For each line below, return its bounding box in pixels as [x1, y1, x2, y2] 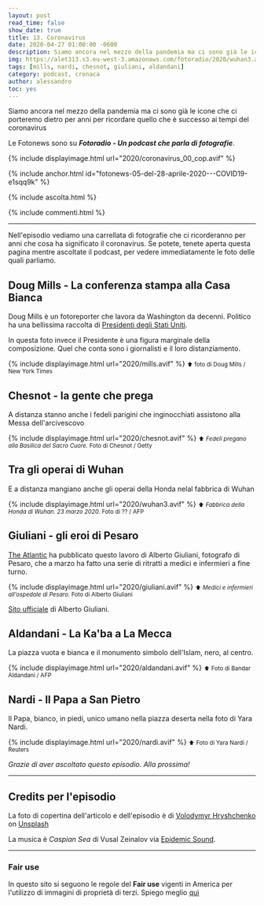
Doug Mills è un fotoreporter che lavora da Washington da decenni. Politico [8, 312, 251, 322]
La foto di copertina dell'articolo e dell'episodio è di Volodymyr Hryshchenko [8, 811, 256, 821]
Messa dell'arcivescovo [8, 419, 85, 427]
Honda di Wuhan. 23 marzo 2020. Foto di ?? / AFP [8, 508, 145, 516]
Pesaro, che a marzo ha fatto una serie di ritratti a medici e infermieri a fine [8, 558, 251, 568]
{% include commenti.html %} [8, 208, 106, 218]
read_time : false [8, 19, 65, 27]
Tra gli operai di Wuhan [8, 463, 124, 477]
